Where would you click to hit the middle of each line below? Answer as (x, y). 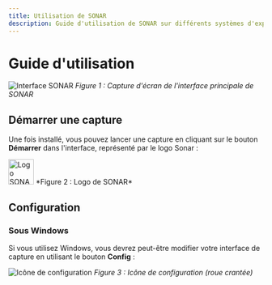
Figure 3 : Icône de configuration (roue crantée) (174, 272)
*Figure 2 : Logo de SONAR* (84, 182)
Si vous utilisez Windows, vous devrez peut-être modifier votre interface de (134, 248)
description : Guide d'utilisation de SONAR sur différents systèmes (126, 23)
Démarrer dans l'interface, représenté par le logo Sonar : (103, 148)
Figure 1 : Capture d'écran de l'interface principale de (164, 86)
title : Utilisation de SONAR (57, 16)
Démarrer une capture (66, 119)
